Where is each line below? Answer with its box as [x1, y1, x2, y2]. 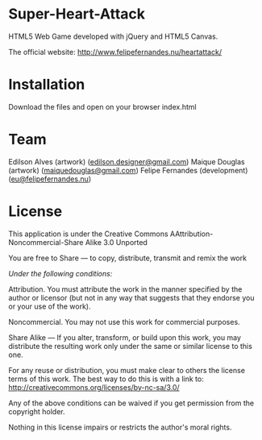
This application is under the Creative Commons [8, 229, 168, 239]
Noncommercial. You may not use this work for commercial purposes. [8, 317, 240, 326]
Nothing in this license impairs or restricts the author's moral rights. [8, 422, 232, 432]
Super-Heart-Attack [8, 5, 146, 23]
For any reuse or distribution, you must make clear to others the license [8, 365, 246, 375]
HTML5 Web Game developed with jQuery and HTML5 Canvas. [8, 31, 218, 41]
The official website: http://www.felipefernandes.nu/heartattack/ [8, 47, 222, 56]
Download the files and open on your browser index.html [8, 102, 197, 111]
